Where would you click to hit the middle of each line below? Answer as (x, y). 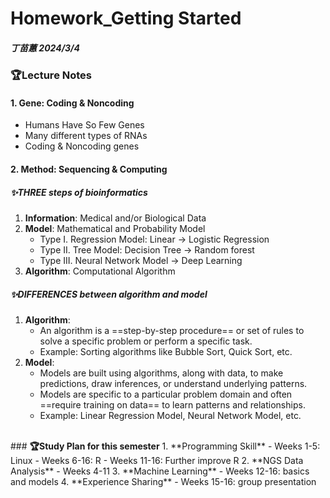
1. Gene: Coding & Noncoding (72, 103)
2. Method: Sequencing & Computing (89, 169)
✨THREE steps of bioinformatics (79, 192)
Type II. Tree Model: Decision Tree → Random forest (147, 249)
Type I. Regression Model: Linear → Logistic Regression (154, 239)
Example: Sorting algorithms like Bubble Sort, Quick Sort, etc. (166, 351)
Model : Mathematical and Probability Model (115, 228)
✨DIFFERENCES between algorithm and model (109, 294)
